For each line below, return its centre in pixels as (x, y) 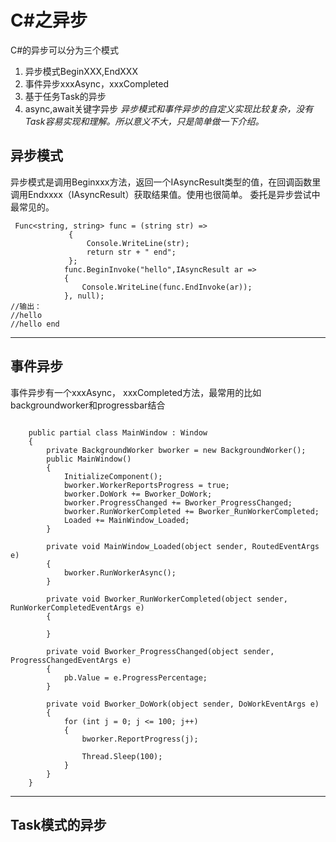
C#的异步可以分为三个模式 (65, 50)
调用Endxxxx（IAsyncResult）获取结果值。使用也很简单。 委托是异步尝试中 (165, 194)
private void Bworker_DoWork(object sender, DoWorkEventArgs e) (183, 704)
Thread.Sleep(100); (122, 756)
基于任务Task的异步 (65, 96)
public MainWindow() (89, 459)
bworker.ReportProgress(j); (140, 739)
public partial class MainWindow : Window (118, 432)
